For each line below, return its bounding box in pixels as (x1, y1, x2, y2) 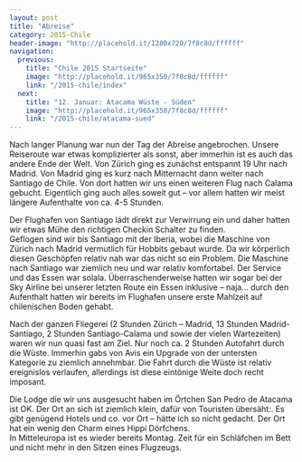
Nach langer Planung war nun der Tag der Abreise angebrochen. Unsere (9, 140, 279, 150)
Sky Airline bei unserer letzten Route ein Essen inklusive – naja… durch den (9, 282, 289, 293)
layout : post (9, 13, 59, 23)
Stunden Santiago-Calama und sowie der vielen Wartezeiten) (53, 328, 281, 340)
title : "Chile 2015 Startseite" (25, 64, 147, 73)
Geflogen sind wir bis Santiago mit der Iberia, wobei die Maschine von (9, 234, 270, 245)
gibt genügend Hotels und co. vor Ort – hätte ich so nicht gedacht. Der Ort (9, 413, 286, 424)
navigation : (9, 47, 54, 56)
